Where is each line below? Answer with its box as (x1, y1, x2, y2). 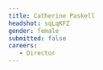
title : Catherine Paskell (8, 11, 95, 20)
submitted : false (8, 34, 67, 43)
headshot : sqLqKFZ (8, 19, 70, 27)
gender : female (8, 27, 60, 35)
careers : (8, 42, 38, 50)
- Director (19, 49, 56, 57)
